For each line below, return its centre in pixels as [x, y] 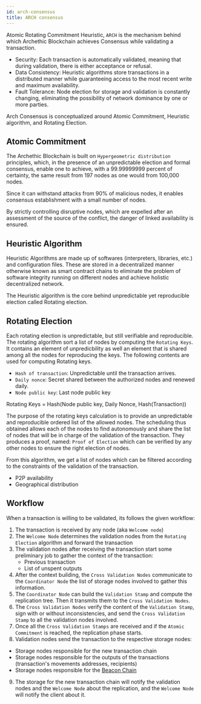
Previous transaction [50, 562]
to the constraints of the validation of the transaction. [73, 466]
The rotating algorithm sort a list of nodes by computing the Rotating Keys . [100, 342]
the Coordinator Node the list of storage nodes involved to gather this [101, 581]
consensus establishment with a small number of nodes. [77, 200]
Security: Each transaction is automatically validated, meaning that [98, 59]
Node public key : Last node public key [63, 392]
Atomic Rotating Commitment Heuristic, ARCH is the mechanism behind [94, 35]
